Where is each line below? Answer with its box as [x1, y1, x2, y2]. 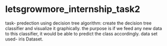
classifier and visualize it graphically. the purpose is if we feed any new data [5, 25, 162, 31]
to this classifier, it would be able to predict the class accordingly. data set [5, 30, 157, 36]
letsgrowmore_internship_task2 [5, 3, 140, 15]
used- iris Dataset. [5, 36, 43, 42]
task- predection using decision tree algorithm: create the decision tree [5, 20, 151, 26]
